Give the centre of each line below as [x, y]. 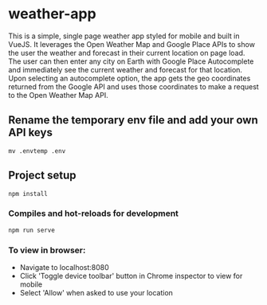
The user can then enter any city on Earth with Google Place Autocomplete [131, 61]
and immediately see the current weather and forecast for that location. [126, 69]
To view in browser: [47, 250]
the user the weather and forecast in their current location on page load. [127, 53]
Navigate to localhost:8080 [64, 268]
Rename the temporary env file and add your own [133, 120]
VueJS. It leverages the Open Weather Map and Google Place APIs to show [132, 44]
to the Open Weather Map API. [59, 95]
